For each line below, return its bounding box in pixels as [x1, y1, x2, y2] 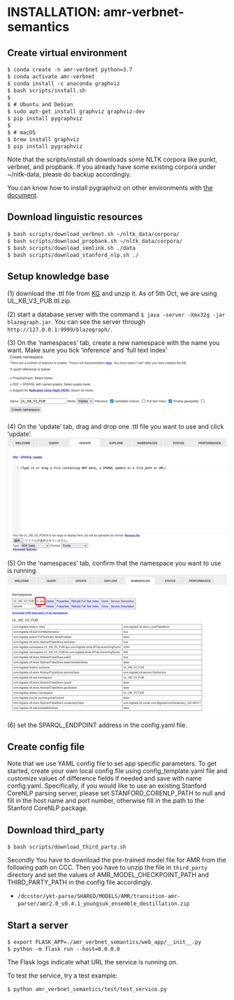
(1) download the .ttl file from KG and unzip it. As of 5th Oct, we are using [7, 289, 218, 297]
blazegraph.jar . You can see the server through [7, 317, 145, 325]
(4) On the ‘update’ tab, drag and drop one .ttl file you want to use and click [7, 422, 224, 430]
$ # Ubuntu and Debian [7, 101, 73, 108]
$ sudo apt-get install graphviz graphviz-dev [7, 108, 145, 115]
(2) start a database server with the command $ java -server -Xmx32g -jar [7, 310, 226, 318]
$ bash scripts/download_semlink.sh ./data [7, 244, 136, 251]
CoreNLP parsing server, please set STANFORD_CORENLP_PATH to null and [7, 789, 226, 797]
